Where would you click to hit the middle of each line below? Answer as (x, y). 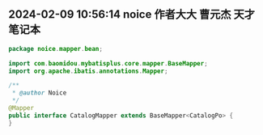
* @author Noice (39, 93)
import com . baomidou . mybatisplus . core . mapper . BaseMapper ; (108, 63)
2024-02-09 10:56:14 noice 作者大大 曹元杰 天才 (131, 15)
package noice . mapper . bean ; (56, 49)
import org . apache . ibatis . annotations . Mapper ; (88, 71)
